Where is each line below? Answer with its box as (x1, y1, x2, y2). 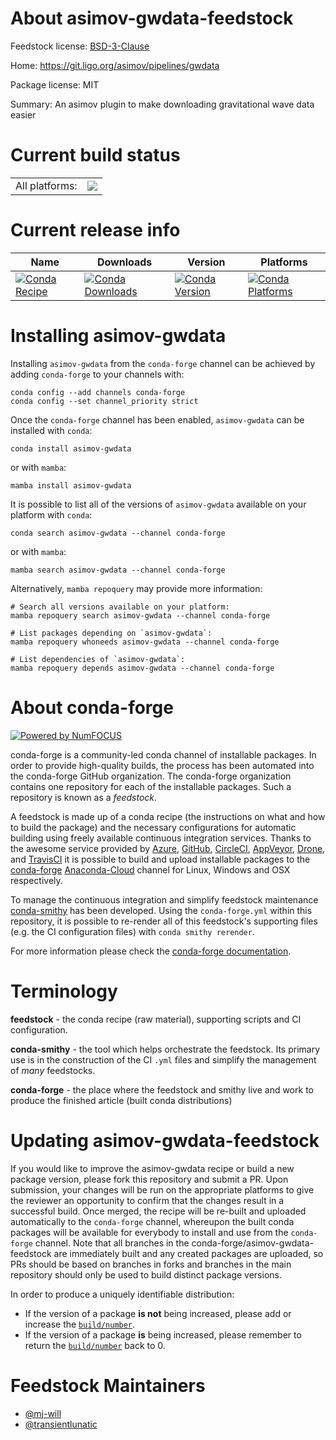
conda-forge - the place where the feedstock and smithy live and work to (10, 1083, 314, 1096)
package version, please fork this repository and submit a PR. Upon (10, 1173, 289, 1185)
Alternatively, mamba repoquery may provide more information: (10, 582, 263, 594)
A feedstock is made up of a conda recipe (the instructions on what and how (10, 810, 326, 822)
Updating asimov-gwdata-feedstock (10, 1129, 320, 1152)
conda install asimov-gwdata (10, 443, 132, 454)
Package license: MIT (10, 78, 100, 91)
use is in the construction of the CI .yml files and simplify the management (10, 1053, 317, 1066)
